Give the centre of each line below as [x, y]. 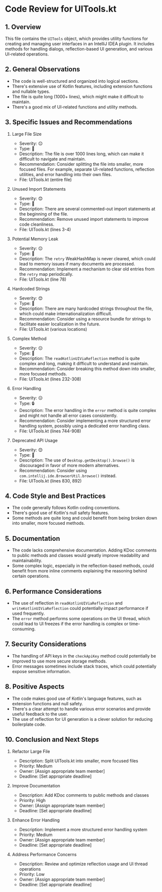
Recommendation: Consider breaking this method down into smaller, [87, 369]
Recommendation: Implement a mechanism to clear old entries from [87, 269]
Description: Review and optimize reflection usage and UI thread [83, 864]
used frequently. [28, 613]
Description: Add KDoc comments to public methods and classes [84, 795]
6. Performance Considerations [53, 591]
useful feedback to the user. [40, 714]
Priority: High [32, 800]
